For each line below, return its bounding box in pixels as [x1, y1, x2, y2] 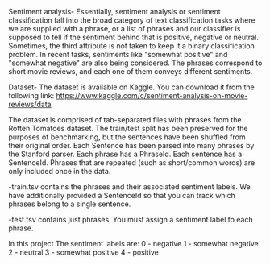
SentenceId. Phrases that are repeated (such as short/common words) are [8, 158, 255, 168]
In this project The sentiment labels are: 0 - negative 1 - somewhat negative [8, 239, 260, 248]
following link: [8, 91, 55, 100]
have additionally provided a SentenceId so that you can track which [8, 191, 236, 200]
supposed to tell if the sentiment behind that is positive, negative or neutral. [8, 32, 260, 42]
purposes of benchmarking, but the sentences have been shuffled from [8, 132, 246, 142]
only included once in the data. [8, 167, 111, 176]
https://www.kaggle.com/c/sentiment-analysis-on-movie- [56, 91, 248, 100]
